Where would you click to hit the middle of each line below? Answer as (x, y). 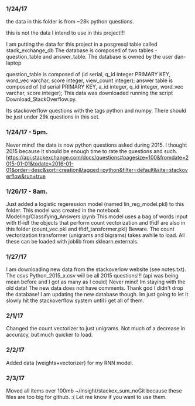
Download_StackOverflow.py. (42, 99)
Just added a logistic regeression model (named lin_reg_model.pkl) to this (95, 204)
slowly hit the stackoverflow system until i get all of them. (75, 300)
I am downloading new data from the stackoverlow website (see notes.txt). (96, 269)
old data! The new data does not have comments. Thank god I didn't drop (95, 288)
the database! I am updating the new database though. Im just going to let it (97, 295)
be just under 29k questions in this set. (53, 117)
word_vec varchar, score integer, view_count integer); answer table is (90, 80)
